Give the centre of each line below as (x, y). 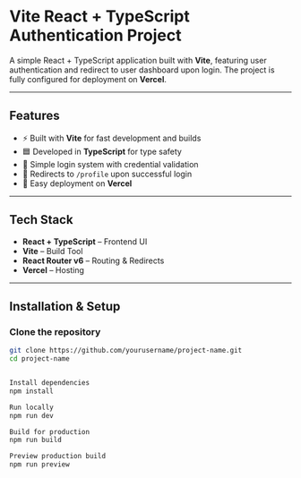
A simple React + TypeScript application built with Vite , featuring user (138, 60)
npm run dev (31, 415)
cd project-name (39, 359)
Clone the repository (55, 331)
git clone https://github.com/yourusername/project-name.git (126, 351)
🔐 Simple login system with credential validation (110, 164)
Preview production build (57, 457)
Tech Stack (41, 220)
